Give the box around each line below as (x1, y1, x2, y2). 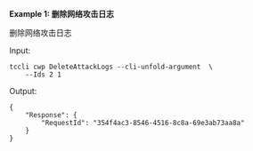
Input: (9, 45, 31, 56)
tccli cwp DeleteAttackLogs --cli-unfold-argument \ (9, 62, 214, 71)
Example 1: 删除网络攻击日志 (9, 9, 114, 19)
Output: (9, 86, 37, 96)
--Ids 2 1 (25, 70, 62, 79)
